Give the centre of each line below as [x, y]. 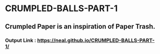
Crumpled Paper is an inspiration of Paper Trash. [80, 27]
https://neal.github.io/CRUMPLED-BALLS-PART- [96, 40]
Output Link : [21, 40]
